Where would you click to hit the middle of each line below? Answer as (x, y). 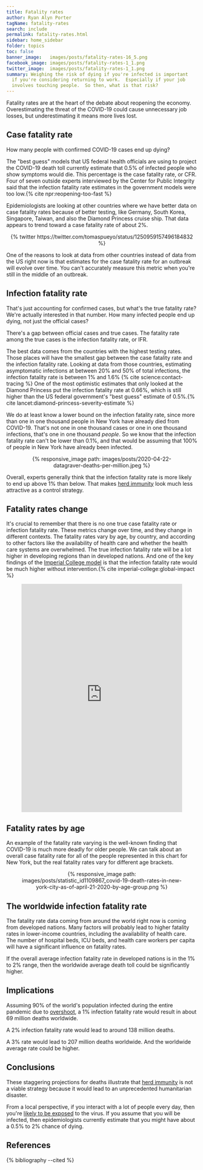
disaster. (17, 1095)
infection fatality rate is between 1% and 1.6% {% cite (73, 377)
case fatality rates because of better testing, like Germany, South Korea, (96, 212)
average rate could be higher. (43, 1048)
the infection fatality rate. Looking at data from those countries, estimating (99, 364)
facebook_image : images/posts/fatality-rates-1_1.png (76, 63)
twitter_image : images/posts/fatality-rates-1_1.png (76, 68)
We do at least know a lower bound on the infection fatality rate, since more (101, 415)
